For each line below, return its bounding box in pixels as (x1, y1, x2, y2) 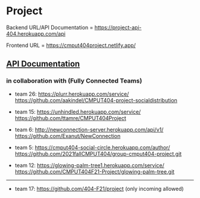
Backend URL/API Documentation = (6, 24, 93, 31)
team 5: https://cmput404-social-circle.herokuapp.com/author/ (14, 144, 170, 151)
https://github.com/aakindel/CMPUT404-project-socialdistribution (14, 96, 177, 103)
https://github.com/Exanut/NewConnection (14, 132, 121, 139)
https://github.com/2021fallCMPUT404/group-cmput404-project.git (14, 150, 182, 157)
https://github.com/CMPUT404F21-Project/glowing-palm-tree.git (14, 168, 174, 175)
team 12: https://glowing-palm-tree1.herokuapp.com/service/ (14, 162, 165, 169)
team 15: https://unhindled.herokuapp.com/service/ (14, 108, 141, 115)
